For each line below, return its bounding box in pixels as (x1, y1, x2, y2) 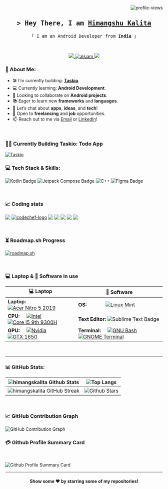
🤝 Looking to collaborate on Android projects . (12, 92, 107, 98)
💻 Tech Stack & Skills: (5, 165, 60, 172)
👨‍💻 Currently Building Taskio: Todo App (5, 141, 103, 148)
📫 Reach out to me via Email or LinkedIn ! (12, 116, 97, 123)
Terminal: (78, 327, 101, 334)
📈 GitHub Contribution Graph (5, 413, 78, 420)
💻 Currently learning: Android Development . (12, 85, 106, 91)
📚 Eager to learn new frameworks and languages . (12, 98, 118, 104)
